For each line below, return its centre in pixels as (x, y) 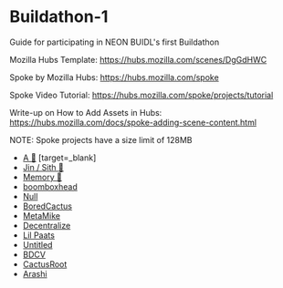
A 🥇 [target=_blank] (59, 158)
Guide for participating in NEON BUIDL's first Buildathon (115, 42)
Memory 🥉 (42, 177)
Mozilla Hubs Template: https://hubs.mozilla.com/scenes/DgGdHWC (138, 59)
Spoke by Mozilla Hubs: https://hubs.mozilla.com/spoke (114, 77)
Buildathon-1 (59, 17)
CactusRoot (45, 264)
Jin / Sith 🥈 (43, 167)
